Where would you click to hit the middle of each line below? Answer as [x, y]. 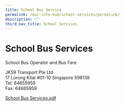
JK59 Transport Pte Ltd [29, 72]
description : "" [22, 19]
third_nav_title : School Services [41, 24]
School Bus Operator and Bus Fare [41, 63]
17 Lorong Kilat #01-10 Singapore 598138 [48, 78]
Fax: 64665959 [21, 88]
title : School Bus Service [33, 10]
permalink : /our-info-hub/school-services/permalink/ [63, 15]
